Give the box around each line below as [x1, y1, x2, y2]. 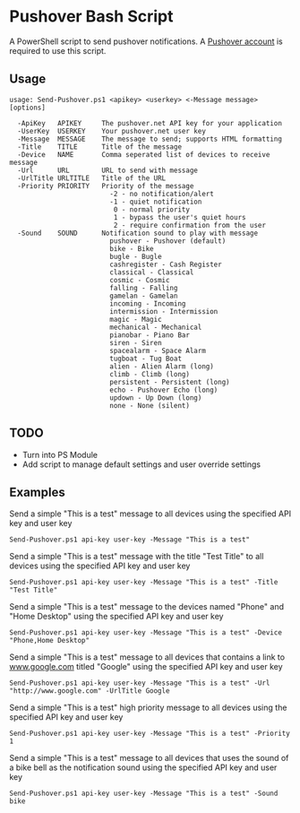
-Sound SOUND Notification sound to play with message [17, 229, 258, 238]
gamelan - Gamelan [108, 291, 178, 300]
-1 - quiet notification [108, 197, 202, 206]
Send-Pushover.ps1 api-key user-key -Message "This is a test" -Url [9, 679, 270, 688]
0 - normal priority [113, 204, 191, 214]
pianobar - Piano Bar [108, 330, 191, 340]
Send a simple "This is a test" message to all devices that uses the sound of [9, 753, 289, 764]
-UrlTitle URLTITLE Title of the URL [17, 173, 167, 183]
